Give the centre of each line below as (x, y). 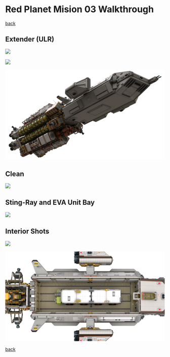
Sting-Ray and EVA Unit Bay (50, 203)
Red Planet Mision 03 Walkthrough (80, 9)
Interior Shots (27, 231)
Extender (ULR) (30, 39)
